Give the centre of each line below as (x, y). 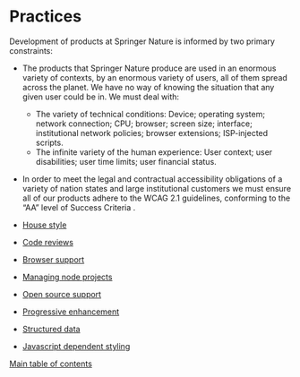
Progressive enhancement (71, 312)
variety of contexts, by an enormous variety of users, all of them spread (155, 77)
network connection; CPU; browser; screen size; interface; (144, 124)
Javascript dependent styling (76, 346)
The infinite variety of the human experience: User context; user (154, 152)
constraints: (31, 50)
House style (44, 225)
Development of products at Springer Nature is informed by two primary (142, 41)
